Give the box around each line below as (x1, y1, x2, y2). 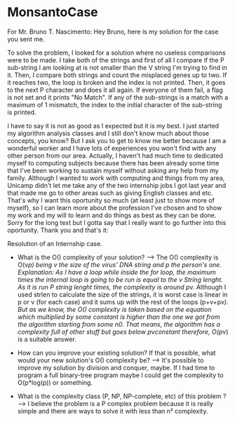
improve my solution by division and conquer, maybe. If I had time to (17, 363, 215, 372)
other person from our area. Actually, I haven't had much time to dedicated (7, 151, 223, 160)
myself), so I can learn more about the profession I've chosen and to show (7, 203, 222, 212)
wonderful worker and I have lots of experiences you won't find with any (7, 144, 217, 152)
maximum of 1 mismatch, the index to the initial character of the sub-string (7, 100, 222, 109)
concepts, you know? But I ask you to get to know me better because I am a (7, 136, 227, 144)
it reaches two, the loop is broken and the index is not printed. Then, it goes (7, 78, 226, 86)
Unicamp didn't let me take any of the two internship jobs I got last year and (7, 181, 227, 189)
